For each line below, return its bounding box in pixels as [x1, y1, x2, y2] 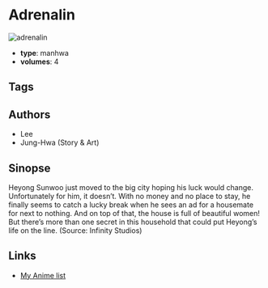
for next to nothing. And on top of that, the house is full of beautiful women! [8, 208, 261, 218]
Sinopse [8, 161, 51, 175]
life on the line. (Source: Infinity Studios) [8, 225, 143, 235]
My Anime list [19, 270, 66, 280]
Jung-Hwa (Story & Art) [19, 138, 100, 147]
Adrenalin [8, 6, 75, 24]
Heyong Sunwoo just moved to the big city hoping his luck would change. [8, 182, 253, 192]
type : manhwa [19, 48, 69, 57]
